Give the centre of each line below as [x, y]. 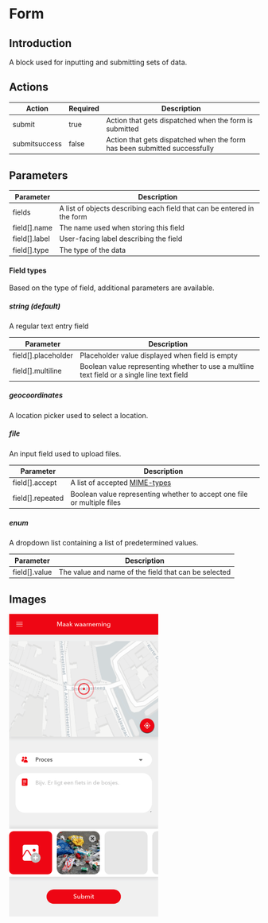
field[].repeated [38, 498]
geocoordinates [36, 395]
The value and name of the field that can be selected [145, 572]
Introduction [41, 43]
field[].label [31, 239]
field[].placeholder [43, 355]
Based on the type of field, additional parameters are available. [112, 288]
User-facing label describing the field [121, 239]
